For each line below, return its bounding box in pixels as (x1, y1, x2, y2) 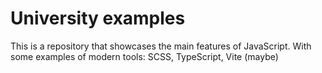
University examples (10, 7, 186, 30)
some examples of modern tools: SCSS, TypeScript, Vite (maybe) (10, 50, 279, 62)
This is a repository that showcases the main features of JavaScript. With (10, 40, 312, 52)
